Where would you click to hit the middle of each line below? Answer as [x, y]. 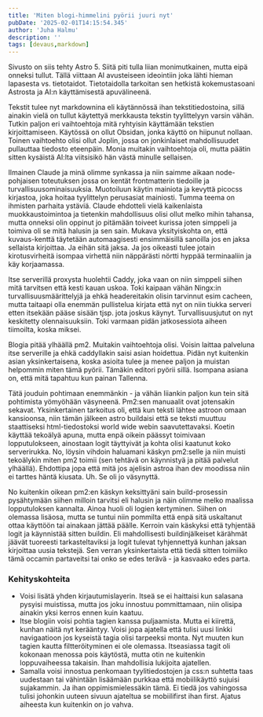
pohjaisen [24, 181]
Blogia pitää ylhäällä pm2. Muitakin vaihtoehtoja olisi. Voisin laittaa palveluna [131, 345]
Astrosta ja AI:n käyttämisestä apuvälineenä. [80, 92]
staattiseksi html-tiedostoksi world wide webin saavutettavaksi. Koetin [122, 427]
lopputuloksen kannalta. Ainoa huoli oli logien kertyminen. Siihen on [118, 509]
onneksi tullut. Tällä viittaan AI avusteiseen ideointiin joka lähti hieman [121, 75]
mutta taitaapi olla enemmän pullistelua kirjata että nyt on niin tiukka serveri [130, 305]
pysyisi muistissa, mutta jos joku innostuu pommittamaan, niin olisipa [131, 605]
